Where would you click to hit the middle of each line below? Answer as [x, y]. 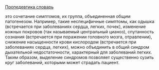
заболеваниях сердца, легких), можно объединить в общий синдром [77, 47]
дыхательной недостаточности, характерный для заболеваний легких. [79, 52]
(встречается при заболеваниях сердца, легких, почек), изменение [75, 27]
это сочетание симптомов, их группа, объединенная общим [68, 16]
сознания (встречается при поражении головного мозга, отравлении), [79, 37]
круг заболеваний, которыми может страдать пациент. [62, 63]
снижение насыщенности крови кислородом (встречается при [71, 42]
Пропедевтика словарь [29, 7]
